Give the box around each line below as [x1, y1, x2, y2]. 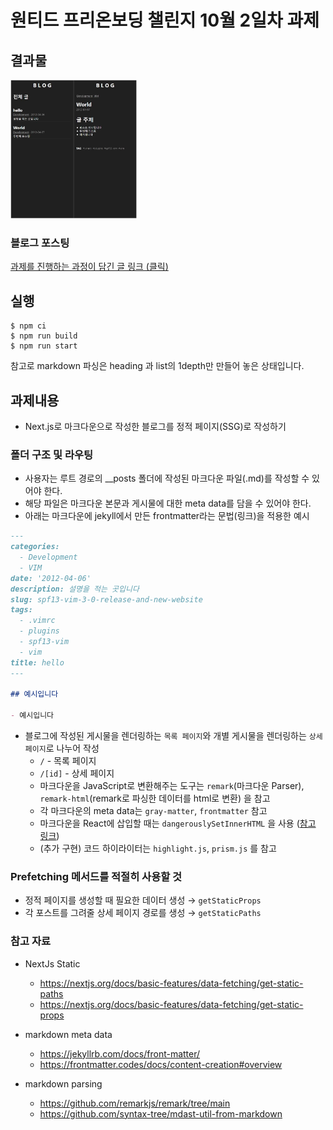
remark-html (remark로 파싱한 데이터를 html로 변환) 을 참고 [39, 792, 271, 805]
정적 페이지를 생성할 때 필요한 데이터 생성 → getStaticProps [24, 894, 262, 906]
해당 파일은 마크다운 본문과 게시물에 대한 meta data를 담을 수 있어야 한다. [24, 497, 312, 510]
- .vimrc [19, 616, 56, 626]
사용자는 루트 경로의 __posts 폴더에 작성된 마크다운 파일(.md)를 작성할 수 [24, 472, 310, 485]
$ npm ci [10, 321, 47, 331]
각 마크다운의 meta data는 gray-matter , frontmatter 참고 [39, 805, 268, 817]
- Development [19, 552, 78, 563]
